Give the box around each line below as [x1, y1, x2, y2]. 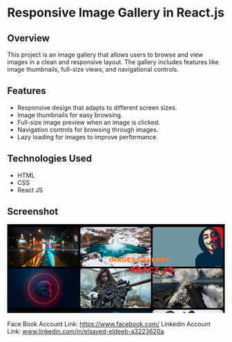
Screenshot [7, 205, 59, 218]
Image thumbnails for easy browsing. [17, 110, 123, 119]
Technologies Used [7, 153, 92, 165]
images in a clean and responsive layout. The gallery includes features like [7, 58, 219, 66]
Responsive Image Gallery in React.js [7, 5, 224, 21]
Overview [7, 32, 50, 44]
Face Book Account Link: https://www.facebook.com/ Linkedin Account [7, 319, 211, 328]
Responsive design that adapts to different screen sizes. [17, 103, 177, 112]
